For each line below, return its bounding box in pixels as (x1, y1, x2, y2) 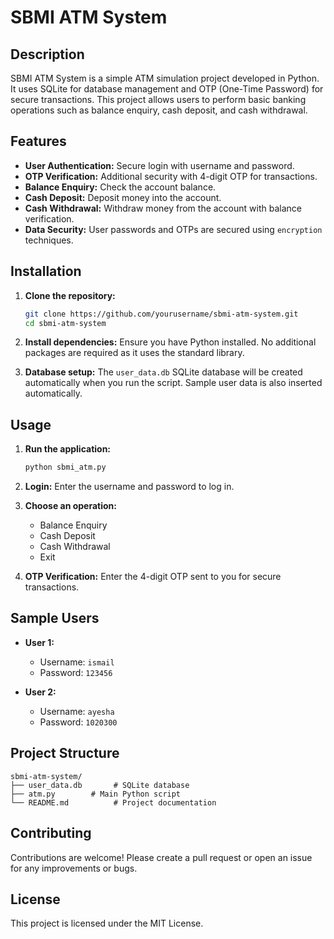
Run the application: (24, 443, 112, 455)
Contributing (10, 825, 92, 842)
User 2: (24, 686, 57, 698)
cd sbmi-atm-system (24, 318, 107, 328)
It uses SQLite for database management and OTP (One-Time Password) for (10, 83, 324, 95)
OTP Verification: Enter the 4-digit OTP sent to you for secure (24, 571, 282, 583)
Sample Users (10, 610, 100, 627)
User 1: (24, 636, 55, 648)
